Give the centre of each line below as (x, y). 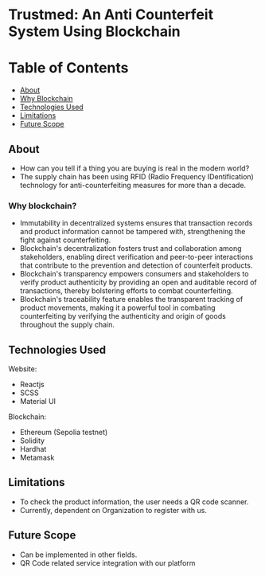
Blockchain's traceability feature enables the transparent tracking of (131, 300)
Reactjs (32, 385)
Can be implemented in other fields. (78, 554)
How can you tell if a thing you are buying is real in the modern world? (134, 168)
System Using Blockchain (94, 31)
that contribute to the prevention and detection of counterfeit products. (136, 265)
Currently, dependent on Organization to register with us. (113, 510)
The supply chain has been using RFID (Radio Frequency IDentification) (137, 176)
